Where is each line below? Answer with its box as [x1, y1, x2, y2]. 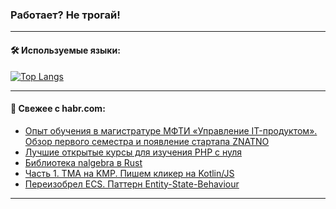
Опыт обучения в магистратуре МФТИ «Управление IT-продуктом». [24, 124, 318, 137]
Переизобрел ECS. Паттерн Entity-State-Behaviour [24, 178, 240, 190]
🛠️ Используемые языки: [10, 44, 121, 56]
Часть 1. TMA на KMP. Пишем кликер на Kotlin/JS [24, 167, 235, 179]
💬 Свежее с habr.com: [10, 103, 106, 115]
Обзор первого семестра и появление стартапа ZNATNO [24, 135, 270, 147]
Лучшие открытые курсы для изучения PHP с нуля [24, 146, 243, 158]
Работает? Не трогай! [10, 8, 121, 22]
